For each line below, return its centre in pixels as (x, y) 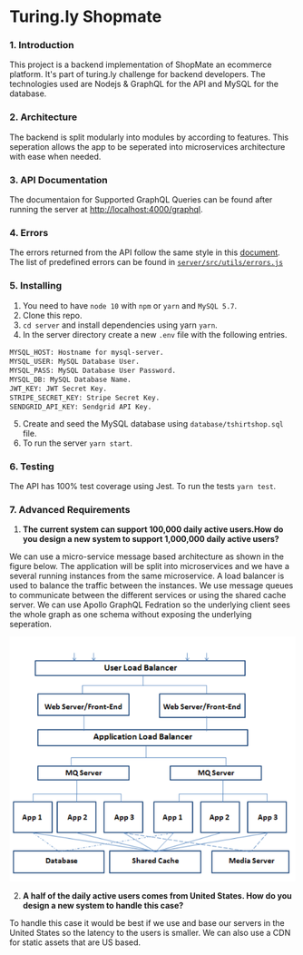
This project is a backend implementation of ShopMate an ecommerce (141, 64)
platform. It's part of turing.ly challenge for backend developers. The (137, 74)
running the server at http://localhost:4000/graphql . (106, 210)
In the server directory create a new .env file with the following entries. (155, 334)
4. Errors (29, 233)
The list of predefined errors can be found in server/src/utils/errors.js (147, 262)
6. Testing (32, 467)
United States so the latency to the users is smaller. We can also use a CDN (150, 932)
